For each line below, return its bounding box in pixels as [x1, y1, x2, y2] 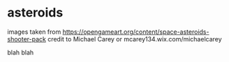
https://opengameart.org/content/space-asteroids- [62, 28, 209, 36]
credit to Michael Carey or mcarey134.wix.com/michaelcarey [47, 34, 222, 43]
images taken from [7, 28, 61, 36]
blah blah [7, 48, 34, 56]
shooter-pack [7, 34, 47, 43]
